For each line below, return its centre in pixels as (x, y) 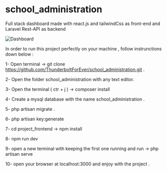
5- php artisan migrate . (30, 109)
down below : (20, 54)
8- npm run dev (22, 138)
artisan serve (19, 154)
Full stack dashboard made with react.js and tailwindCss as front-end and (83, 23)
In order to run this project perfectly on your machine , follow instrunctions (83, 48)
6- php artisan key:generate (35, 119)
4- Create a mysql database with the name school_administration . (75, 99)
